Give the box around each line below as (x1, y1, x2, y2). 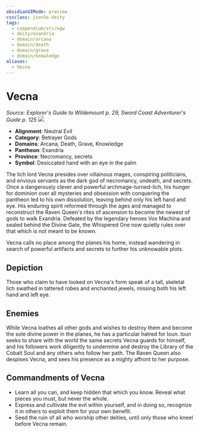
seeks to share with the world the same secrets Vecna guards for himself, (6, 336, 186, 343)
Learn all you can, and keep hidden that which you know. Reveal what (14, 389, 185, 396)
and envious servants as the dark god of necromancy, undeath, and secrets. (6, 177, 193, 184)
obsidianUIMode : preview (6, 8, 68, 15)
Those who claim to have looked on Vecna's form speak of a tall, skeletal (6, 279, 185, 286)
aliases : (6, 58, 28, 64)
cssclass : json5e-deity (6, 14, 65, 20)
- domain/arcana (11, 36, 52, 42)
